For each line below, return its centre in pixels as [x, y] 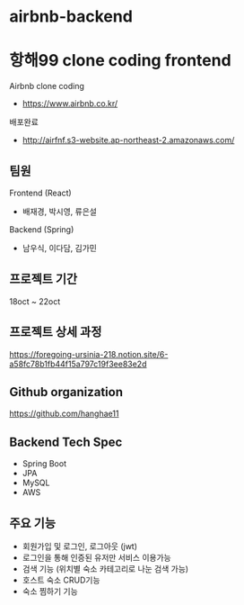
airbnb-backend [71, 17]
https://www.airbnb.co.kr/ [70, 104]
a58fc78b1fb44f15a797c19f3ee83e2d [78, 364]
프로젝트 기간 [44, 280]
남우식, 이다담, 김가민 [59, 248]
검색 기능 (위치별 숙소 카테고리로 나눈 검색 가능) [105, 569]
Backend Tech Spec [66, 442]
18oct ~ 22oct [35, 301]
